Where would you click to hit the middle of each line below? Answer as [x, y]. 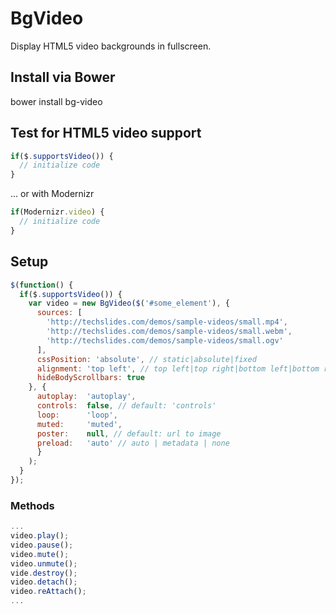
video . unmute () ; [44, 563]
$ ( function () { [42, 285]
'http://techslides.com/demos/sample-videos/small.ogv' [165, 340]
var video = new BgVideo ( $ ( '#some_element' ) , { [129, 303]
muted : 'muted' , [79, 424]
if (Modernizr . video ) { [57, 212]
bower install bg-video [56, 101]
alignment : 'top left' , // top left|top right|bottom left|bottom [178, 368]
